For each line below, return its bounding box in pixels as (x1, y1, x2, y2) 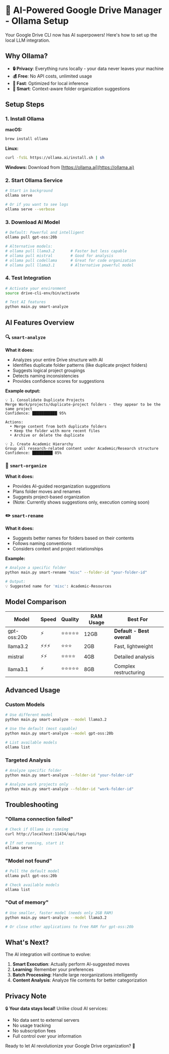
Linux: (5, 145, 19, 151)
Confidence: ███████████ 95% (5, 411, 66, 416)
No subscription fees (12, 1028, 56, 1034)
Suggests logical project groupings (12, 367, 86, 373)
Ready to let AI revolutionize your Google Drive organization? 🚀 (5, 1043, 136, 1049)
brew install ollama (5, 136, 49, 141)
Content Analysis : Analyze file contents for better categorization (12, 977, 147, 983)
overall (114, 633, 131, 640)
